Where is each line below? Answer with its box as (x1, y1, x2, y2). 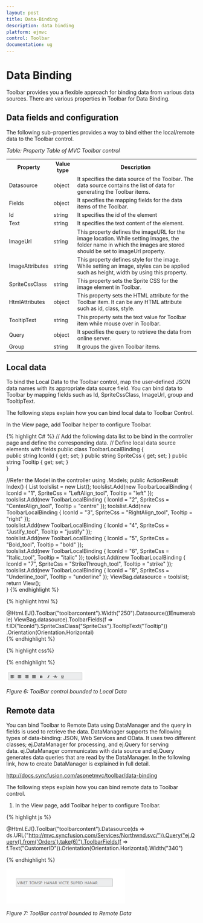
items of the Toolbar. (77, 203, 129, 210)
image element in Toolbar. (77, 283, 142, 291)
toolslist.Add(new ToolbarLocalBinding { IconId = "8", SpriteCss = (6, 567, 170, 574)
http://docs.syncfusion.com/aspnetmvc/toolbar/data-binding (6, 772, 158, 779)
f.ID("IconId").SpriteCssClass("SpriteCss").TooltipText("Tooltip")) (6, 623, 168, 630)
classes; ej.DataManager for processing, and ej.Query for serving (6, 741, 169, 748)
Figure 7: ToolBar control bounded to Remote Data (6, 910, 132, 917)
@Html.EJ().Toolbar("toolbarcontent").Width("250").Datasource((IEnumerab (6, 609, 196, 617)
